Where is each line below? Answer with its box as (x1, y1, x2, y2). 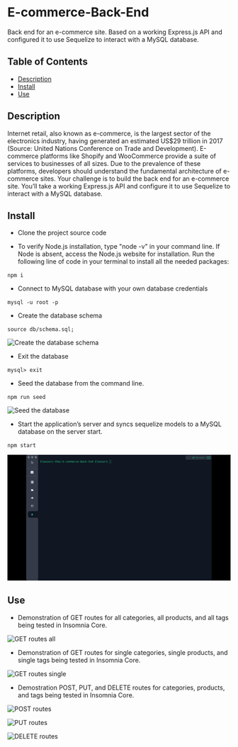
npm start (7, 442, 37, 449)
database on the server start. (17, 427, 103, 436)
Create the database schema (17, 311, 103, 320)
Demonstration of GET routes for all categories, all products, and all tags (17, 613, 229, 622)
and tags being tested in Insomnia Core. (17, 690, 135, 699)
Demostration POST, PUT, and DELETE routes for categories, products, (17, 683, 225, 692)
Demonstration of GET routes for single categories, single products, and (17, 648, 228, 656)
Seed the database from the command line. (17, 379, 144, 388)
